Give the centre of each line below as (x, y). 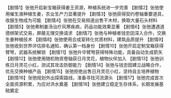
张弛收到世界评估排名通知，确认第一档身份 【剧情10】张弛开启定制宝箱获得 (84, 46)
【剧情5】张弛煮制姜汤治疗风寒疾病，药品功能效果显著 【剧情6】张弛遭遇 (83, 27)
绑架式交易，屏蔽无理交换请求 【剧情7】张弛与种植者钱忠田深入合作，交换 (88, 33)
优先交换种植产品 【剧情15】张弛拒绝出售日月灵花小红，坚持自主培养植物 (82, 71)
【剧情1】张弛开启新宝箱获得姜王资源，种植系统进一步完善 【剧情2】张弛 (82, 7)
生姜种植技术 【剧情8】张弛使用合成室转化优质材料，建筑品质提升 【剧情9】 (86, 39)
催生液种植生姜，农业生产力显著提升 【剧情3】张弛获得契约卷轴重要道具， (88, 14)
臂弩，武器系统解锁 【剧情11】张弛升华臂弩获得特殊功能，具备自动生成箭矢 (84, 52)
